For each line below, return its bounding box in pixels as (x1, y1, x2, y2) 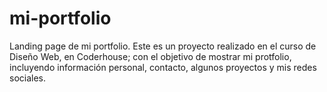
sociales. (9, 72, 47, 84)
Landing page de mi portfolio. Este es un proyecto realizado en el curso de (9, 40, 317, 52)
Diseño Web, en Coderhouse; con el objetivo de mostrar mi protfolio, (9, 50, 292, 62)
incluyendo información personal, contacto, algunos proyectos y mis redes (9, 61, 317, 73)
